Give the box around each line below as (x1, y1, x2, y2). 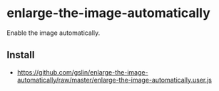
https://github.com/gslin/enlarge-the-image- (16, 68, 148, 76)
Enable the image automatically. (6, 28, 101, 37)
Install (6, 49, 35, 61)
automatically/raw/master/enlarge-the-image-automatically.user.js (16, 75, 212, 84)
